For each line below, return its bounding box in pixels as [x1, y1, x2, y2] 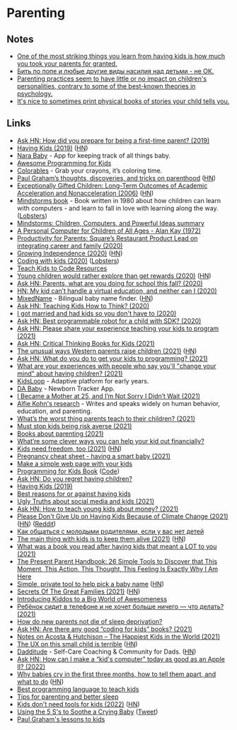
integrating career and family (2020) [16, 241, 123, 250]
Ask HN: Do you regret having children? [16, 474, 132, 482]
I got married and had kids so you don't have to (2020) [16, 309, 177, 318]
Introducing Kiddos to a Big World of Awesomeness [16, 594, 168, 603]
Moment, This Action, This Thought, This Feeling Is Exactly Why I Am [16, 564, 219, 573]
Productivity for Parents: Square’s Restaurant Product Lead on [16, 233, 198, 242]
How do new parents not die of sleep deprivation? [16, 617, 163, 625]
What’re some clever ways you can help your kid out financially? [16, 436, 204, 445]
